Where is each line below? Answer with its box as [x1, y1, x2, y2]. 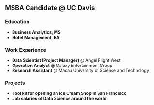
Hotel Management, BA [12, 34, 60, 40]
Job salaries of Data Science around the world [12, 96, 107, 102]
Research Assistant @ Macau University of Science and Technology [12, 67, 150, 73]
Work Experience [5, 46, 47, 53]
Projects [5, 79, 25, 86]
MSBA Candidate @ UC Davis [5, 4, 95, 12]
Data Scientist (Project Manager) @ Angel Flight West [12, 57, 121, 63]
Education [5, 18, 30, 25]
